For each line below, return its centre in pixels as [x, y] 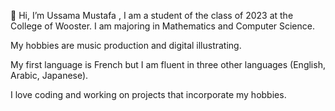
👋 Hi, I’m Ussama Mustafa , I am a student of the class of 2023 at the [152, 15]
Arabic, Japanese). [49, 75]
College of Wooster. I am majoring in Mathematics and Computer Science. [162, 26]
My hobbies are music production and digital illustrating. [126, 45]
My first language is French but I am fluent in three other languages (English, [168, 64]
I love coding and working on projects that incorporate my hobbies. [148, 94]
